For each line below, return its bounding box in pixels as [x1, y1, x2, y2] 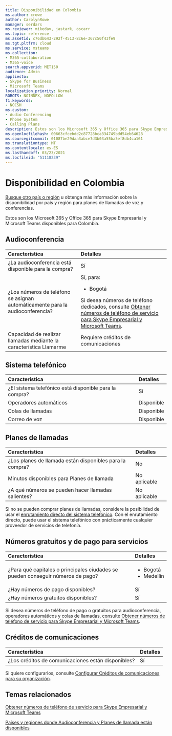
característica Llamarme [8, 343, 67, 351]
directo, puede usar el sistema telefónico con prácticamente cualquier [5, 517, 153, 523]
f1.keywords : [5, 98, 33, 103]
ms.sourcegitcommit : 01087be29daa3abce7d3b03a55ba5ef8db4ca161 [5, 136, 143, 141]
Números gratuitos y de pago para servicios [5, 537, 148, 546]
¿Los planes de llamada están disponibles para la [8, 457, 126, 464]
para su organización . [5, 675, 51, 681]
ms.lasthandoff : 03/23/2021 [5, 150, 66, 156]
